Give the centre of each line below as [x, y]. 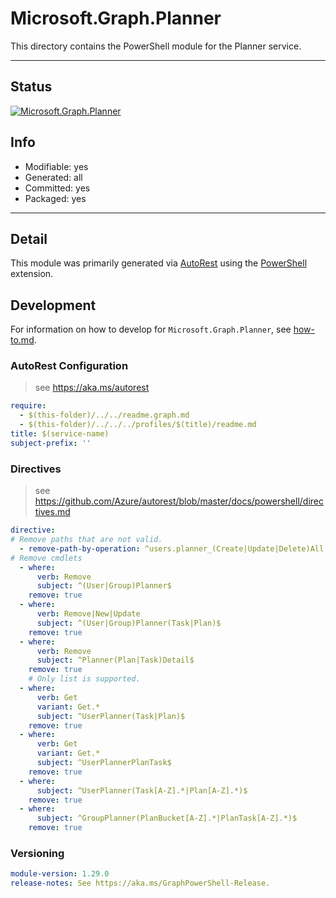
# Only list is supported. [84, 679]
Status [31, 87]
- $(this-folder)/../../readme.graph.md [104, 415]
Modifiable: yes [56, 166]
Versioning [37, 853]
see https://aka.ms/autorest [92, 388]
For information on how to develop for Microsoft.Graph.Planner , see [151, 329]
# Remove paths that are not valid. [86, 540]
